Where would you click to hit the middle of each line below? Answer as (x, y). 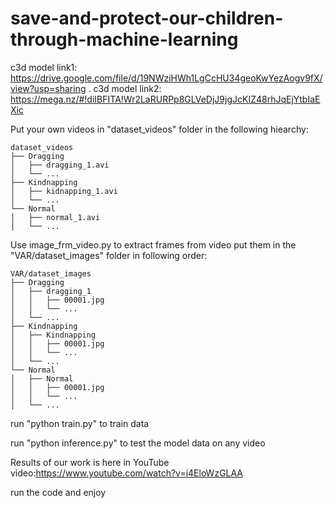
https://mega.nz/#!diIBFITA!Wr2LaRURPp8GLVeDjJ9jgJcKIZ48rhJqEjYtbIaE (165, 99)
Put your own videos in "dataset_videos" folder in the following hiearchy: (159, 129)
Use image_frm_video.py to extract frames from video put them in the (153, 244)
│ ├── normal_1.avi (55, 217)
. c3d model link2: (125, 88)
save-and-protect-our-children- (147, 18)
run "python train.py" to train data (80, 423)
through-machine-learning (124, 39)
